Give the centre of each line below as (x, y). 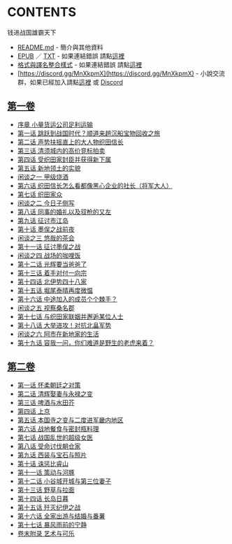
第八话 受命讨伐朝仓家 (49, 446)
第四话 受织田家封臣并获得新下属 (64, 159)
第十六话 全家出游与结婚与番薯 (61, 516)
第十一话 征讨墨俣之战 (49, 247)
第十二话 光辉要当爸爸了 (52, 264)
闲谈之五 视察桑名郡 (46, 307)
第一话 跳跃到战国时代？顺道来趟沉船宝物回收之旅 (89, 133)
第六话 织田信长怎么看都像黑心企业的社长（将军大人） (95, 185)
